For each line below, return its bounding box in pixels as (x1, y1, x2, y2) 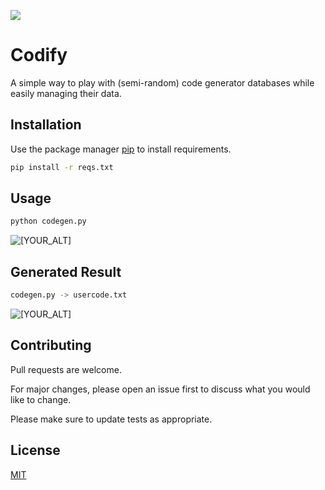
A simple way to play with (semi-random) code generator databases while (10, 76, 315, 89)
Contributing (10, 337, 92, 354)
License (10, 442, 61, 459)
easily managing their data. (10, 87, 122, 99)
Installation (10, 116, 82, 134)
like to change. (10, 393, 72, 405)
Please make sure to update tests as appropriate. (10, 413, 213, 425)
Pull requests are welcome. (10, 363, 122, 375)
